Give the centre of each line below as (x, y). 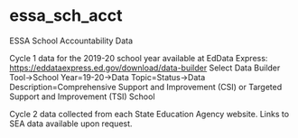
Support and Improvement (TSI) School (82, 97)
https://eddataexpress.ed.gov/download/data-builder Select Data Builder (145, 68)
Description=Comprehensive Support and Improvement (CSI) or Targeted (146, 87)
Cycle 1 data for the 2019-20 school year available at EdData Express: (139, 58)
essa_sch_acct (66, 16)
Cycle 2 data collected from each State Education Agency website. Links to (149, 114)
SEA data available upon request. (71, 124)
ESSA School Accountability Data (71, 41)
